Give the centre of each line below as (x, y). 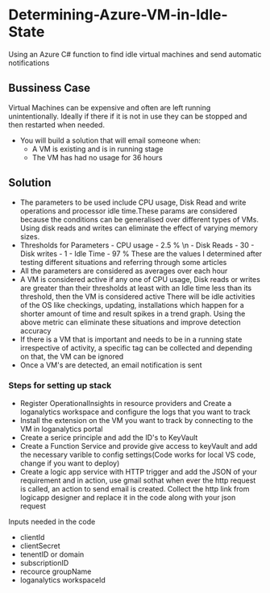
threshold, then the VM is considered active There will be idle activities (137, 296)
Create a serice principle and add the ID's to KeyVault (109, 437)
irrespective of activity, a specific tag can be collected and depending (136, 347)
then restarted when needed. (56, 124)
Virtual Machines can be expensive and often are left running (110, 107)
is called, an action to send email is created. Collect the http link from (135, 488)
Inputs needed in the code (52, 521)
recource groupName (56, 571)
